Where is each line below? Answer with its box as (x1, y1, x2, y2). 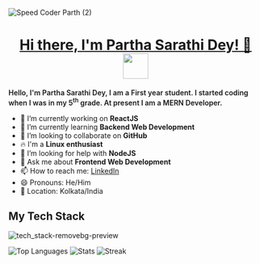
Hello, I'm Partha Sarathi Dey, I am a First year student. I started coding (8, 87, 249, 97)
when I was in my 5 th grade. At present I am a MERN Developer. (8, 96, 223, 107)
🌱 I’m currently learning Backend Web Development (19, 122, 195, 132)
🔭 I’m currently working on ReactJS (19, 113, 139, 123)
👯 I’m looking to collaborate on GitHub (19, 130, 148, 140)
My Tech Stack (8, 209, 85, 223)
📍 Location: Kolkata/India (19, 186, 103, 195)
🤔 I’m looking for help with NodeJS (19, 148, 136, 157)
